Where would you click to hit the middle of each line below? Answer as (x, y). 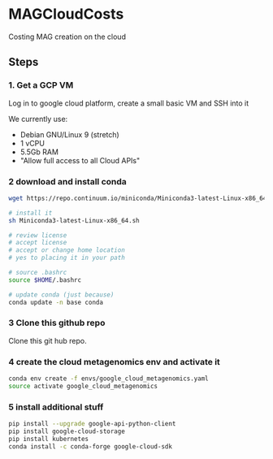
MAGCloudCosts (66, 14)
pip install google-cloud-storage (67, 431)
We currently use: (38, 119)
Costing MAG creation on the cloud (67, 37)
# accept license (38, 243)
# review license (38, 235)
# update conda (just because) (61, 294)
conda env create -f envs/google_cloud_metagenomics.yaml (108, 379)
